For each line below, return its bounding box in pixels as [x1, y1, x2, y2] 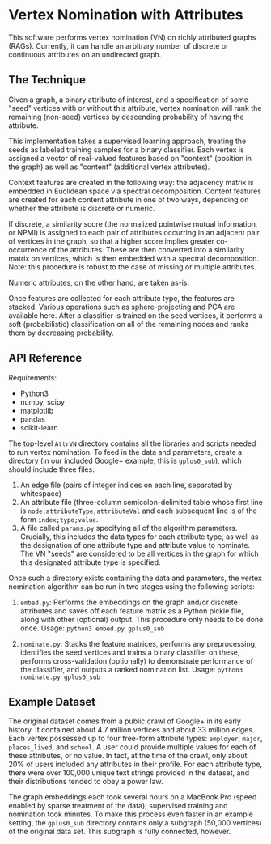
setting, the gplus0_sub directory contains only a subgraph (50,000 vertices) [8, 818, 263, 828]
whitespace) [19, 488, 62, 498]
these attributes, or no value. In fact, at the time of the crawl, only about [8, 751, 248, 761]
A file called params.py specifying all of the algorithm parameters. [19, 523, 238, 532]
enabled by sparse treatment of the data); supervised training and [8, 801, 228, 811]
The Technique [8, 73, 87, 87]
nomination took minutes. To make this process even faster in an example [8, 809, 253, 819]
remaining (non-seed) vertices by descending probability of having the [8, 112, 244, 121]
